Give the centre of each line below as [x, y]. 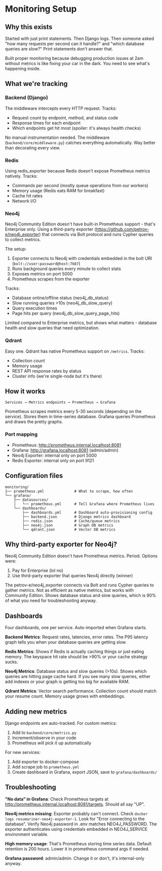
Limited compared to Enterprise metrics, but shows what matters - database [81, 323]
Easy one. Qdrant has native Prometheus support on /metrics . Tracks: [75, 351]
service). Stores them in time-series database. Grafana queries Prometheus [80, 417]
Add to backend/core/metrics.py [44, 733]
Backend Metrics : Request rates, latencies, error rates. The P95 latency [77, 637]
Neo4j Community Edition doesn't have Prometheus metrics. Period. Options [81, 556]
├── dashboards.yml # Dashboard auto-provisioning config [87, 512]
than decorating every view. [33, 148]
